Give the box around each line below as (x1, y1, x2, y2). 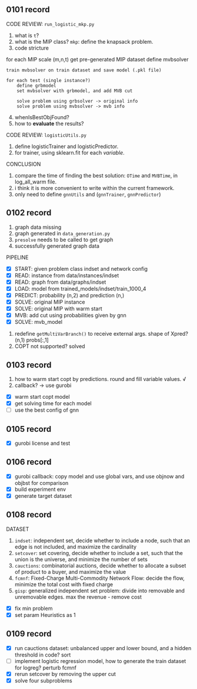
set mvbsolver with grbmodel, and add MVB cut (16, 88, 133, 94)
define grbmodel (16, 83, 57, 88)
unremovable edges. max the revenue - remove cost (14, 593, 142, 601)
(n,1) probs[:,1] (14, 336, 49, 344)
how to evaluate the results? (14, 120, 84, 127)
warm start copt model (14, 393, 70, 400)
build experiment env (14, 485, 66, 493)
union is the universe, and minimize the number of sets (14, 556, 148, 563)
